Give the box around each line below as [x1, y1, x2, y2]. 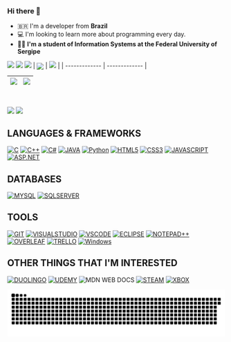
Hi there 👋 [7, 6, 41, 16]
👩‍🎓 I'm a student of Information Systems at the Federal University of [17, 40, 218, 48]
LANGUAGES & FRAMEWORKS [7, 127, 142, 139]
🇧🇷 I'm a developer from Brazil [17, 22, 108, 30]
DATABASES [7, 173, 62, 185]
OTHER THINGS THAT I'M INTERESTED [7, 257, 178, 269]
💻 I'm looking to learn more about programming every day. [17, 30, 186, 39]
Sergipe [17, 48, 41, 56]
